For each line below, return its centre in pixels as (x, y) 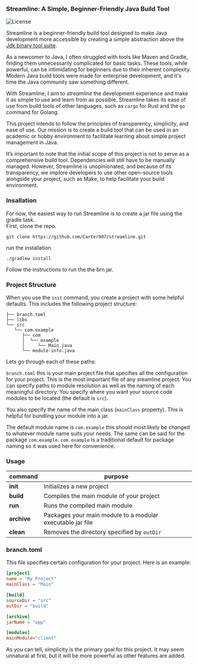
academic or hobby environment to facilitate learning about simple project (96, 136)
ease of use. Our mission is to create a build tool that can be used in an (92, 130)
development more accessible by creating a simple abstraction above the (95, 39)
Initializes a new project (76, 486)
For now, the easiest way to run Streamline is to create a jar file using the (94, 213)
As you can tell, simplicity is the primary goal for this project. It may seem (95, 650)
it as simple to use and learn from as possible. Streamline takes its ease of (96, 100)
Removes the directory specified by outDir (103, 532)
